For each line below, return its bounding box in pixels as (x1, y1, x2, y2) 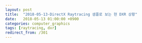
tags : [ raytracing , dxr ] (5, 26, 57, 31)
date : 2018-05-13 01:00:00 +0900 (5, 16, 79, 21)
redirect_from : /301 (5, 30, 48, 35)
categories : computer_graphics (5, 21, 70, 26)
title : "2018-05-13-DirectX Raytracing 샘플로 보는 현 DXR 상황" (5, 12, 138, 17)
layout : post (5, 7, 32, 12)
